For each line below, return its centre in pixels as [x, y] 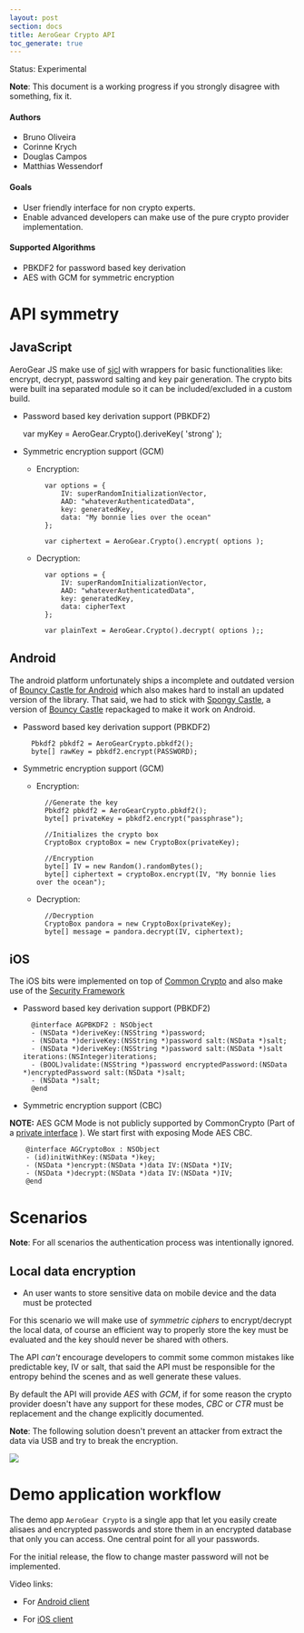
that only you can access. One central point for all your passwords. [135, 1539]
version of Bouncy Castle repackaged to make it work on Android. [132, 709]
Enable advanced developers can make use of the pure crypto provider [156, 217]
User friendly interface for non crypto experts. [109, 207]
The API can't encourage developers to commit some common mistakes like [152, 1357]
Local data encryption [73, 1271]
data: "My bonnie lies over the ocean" [136, 517]
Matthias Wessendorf [63, 166]
